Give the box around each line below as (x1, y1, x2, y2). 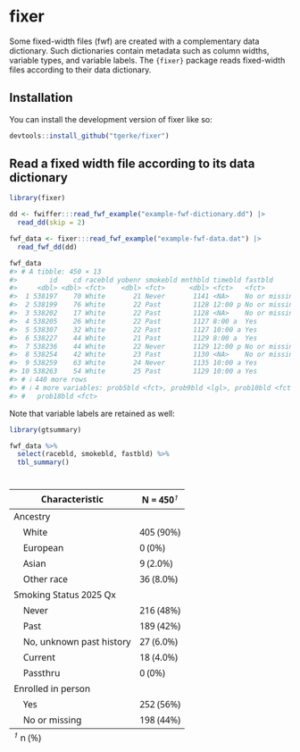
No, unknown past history (22, 635, 131, 648)
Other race (22, 572, 69, 586)
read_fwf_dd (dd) (17, 242, 78, 251)
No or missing (22, 713, 82, 726)
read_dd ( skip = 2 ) (17, 218, 87, 227)
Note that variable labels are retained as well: (9, 408, 176, 418)
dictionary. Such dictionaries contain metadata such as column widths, (9, 45, 270, 55)
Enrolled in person (13, 681, 91, 695)
